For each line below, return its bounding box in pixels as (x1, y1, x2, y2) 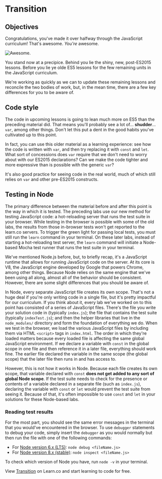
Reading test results (5, 408, 53, 415)
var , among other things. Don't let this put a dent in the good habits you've (5, 127, 154, 132)
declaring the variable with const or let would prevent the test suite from (5, 386, 151, 392)
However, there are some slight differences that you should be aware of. (5, 280, 149, 286)
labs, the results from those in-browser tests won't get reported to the (5, 224, 145, 230)
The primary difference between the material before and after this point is (5, 203, 152, 209)
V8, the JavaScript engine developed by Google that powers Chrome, (5, 264, 144, 270)
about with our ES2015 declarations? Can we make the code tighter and (5, 157, 148, 162)
